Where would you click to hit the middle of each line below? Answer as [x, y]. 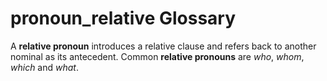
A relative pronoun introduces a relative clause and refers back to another [163, 46]
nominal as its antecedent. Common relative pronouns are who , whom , [157, 56]
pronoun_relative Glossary [123, 18]
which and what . [44, 67]
